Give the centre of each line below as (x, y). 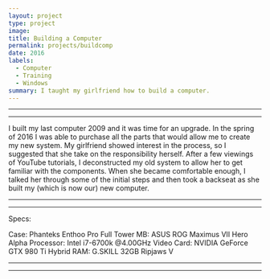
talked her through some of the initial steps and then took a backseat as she (134, 180)
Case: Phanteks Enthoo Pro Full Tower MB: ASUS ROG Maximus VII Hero (128, 235)
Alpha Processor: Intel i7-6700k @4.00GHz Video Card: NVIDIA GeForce (129, 243)
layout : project (35, 16)
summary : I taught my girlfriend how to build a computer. (109, 90)
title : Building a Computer (55, 38)
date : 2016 (27, 53)
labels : (21, 61)
